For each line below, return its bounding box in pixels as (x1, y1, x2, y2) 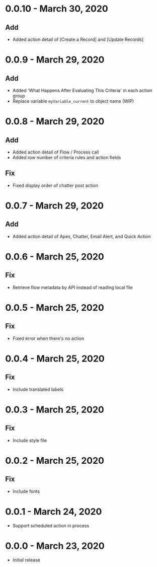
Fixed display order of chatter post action (12, 182, 99, 188)
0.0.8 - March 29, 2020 (5, 116, 105, 127)
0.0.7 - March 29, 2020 (5, 200, 104, 211)
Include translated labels (12, 386, 64, 392)
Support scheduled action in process (12, 522, 90, 529)
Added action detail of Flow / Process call (12, 149, 99, 155)
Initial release (12, 557, 40, 563)
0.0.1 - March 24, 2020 (5, 506, 102, 517)
